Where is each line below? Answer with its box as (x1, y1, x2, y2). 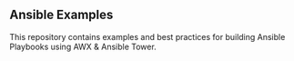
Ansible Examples (9, 7, 114, 23)
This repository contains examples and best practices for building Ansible (9, 31, 286, 42)
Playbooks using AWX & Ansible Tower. (9, 41, 157, 52)
